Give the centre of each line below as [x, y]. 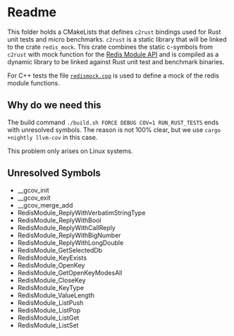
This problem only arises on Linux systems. [70, 151]
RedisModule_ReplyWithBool [59, 220]
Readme [32, 12]
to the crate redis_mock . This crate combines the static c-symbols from [110, 47]
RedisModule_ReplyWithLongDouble [70, 242]
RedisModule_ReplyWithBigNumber [69, 235]
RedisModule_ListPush [50, 302]
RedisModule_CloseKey [51, 280]
